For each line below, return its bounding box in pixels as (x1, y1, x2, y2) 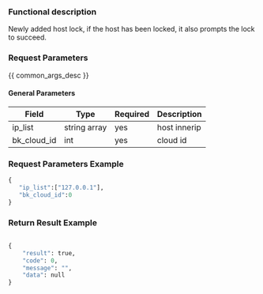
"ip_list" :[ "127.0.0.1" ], (18, 183, 104, 191)
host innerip (156, 122, 201, 133)
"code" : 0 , (22, 256, 58, 265)
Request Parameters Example (8, 158, 124, 169)
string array (64, 122, 107, 133)
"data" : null (22, 271, 66, 279)
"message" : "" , (22, 264, 73, 272)
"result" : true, (22, 249, 77, 257)
